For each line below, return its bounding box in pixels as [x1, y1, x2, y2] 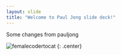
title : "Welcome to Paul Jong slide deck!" [6, 14, 116, 20]
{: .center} [57, 42, 82, 50]
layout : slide [6, 8, 42, 15]
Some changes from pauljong [6, 30, 79, 38]
